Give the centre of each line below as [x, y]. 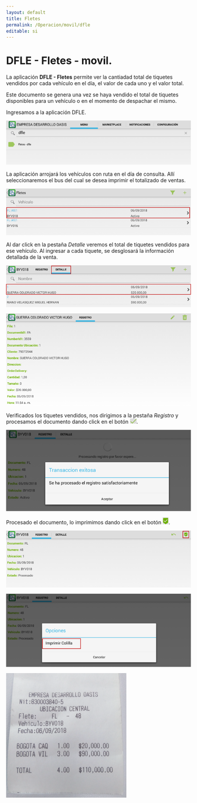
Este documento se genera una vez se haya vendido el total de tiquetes [92, 95]
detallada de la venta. [32, 257]
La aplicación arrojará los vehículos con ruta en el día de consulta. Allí [90, 174]
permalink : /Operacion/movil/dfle [48, 25]
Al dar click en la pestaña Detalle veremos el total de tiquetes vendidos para [98, 245]
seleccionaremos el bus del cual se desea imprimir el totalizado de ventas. [96, 180]
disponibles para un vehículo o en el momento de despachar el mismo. [91, 101]
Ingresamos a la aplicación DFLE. [46, 112]
